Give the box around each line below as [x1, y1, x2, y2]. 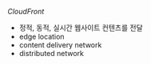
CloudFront [7, 7, 45, 16]
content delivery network [18, 40, 102, 50]
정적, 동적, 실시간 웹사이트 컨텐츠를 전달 [18, 23, 143, 32]
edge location [18, 32, 65, 41]
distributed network [18, 49, 85, 58]
